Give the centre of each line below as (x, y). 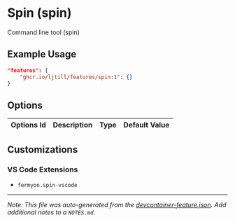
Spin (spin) (40, 13)
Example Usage (42, 54)
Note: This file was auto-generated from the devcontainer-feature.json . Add (117, 204)
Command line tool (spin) (44, 32)
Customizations (43, 150)
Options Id (29, 125)
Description (73, 125)
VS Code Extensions (43, 169)
